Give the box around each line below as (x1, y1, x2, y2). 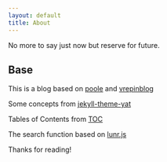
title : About (8, 19, 51, 27)
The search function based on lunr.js (8, 130, 127, 139)
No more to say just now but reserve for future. (8, 40, 160, 50)
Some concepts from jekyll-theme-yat (8, 99, 132, 109)
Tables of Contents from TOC (8, 115, 103, 124)
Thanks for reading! (8, 145, 72, 154)
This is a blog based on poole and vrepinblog (8, 84, 154, 94)
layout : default (8, 11, 61, 20)
